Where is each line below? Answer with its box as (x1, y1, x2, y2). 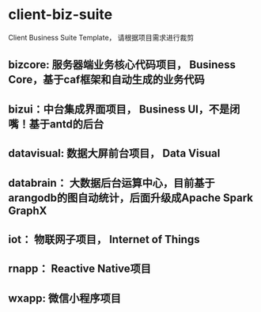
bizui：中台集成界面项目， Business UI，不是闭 (8, 102, 240, 116)
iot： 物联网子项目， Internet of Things (8, 232, 200, 246)
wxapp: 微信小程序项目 (8, 291, 121, 305)
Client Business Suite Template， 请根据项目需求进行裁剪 (8, 32, 195, 42)
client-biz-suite (8, 6, 113, 24)
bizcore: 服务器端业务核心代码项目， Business (8, 58, 236, 72)
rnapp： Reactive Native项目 (8, 262, 152, 276)
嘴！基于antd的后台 (8, 117, 104, 131)
